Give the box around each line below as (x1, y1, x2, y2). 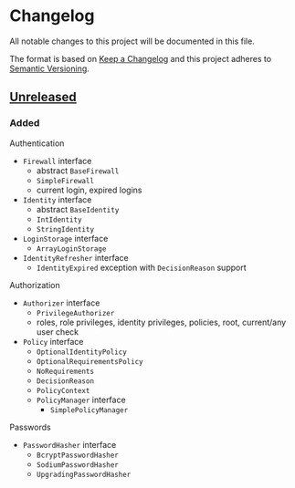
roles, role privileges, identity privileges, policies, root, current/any (36, 317, 287, 327)
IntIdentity (36, 215, 82, 224)
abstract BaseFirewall (36, 165, 120, 176)
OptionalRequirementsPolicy (36, 357, 143, 366)
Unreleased (9, 89, 78, 105)
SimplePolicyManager (49, 405, 129, 415)
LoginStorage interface (22, 233, 109, 244)
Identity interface (22, 193, 92, 205)
